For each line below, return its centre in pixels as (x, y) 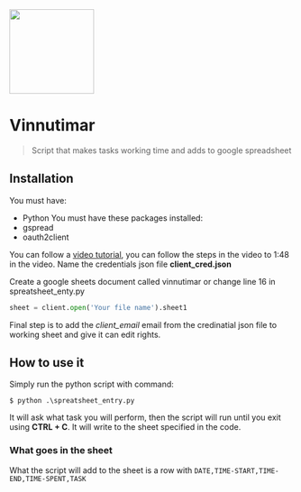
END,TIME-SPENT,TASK (48, 478)
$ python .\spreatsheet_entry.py (72, 401)
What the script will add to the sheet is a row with (101, 470)
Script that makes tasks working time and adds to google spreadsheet (161, 150)
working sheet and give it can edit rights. (85, 334)
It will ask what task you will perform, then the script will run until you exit (145, 417)
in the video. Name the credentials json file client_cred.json (120, 264)
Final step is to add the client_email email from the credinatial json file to (143, 324)
